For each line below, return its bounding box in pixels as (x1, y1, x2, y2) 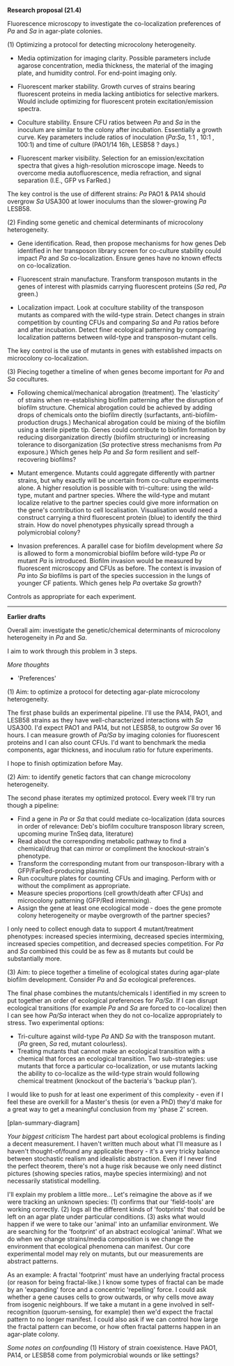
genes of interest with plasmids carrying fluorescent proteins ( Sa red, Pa (17, 282, 226, 291)
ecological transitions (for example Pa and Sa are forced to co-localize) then (7, 1004, 227, 1012)
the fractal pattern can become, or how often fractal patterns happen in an (7, 1323, 221, 1330)
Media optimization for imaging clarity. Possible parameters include (17, 54, 211, 62)
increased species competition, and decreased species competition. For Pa (7, 940, 224, 947)
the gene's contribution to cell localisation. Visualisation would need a (17, 506, 218, 514)
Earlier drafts (7, 613, 46, 620)
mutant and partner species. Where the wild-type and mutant (33, 491, 210, 499)
